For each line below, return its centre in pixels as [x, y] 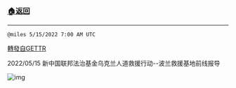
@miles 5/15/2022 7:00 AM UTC [52, 35]
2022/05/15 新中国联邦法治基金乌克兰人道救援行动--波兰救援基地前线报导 [114, 64]
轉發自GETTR [27, 49]
